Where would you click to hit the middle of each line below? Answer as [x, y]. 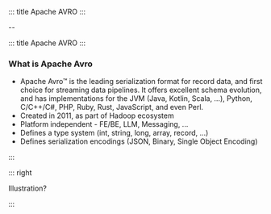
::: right [20, 173]
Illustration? [27, 188]
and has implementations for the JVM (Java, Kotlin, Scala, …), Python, [136, 99]
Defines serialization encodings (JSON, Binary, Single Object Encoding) [139, 141]
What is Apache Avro [50, 64]
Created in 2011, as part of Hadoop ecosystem [97, 115]
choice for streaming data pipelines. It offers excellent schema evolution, [141, 90]
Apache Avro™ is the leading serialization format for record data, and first [141, 82]
